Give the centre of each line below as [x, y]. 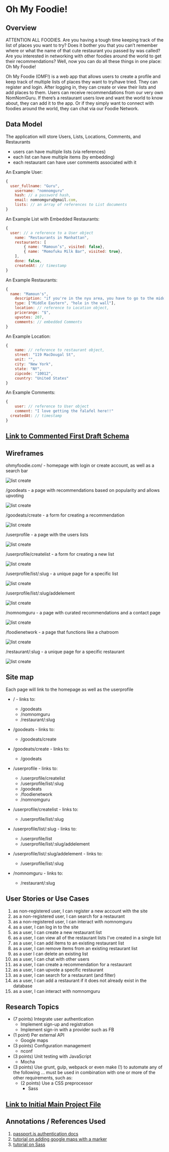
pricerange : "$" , [33, 313]
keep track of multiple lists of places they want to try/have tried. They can [82, 82]
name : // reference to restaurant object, [60, 350]
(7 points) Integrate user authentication [53, 1019]
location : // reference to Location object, [62, 308]
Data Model [24, 124]
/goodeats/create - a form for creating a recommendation [65, 515]
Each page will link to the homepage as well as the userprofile [69, 689]
